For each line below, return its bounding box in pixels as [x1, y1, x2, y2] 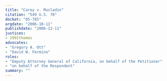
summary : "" [5, 68, 30, 73]
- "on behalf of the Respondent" [5, 63, 75, 68]
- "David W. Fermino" [5, 49, 51, 54]
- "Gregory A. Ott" [5, 45, 46, 50]
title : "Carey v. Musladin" [5, 7, 64, 13]
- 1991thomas [5, 36, 33, 41]
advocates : [5, 40, 28, 45]
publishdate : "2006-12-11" [5, 26, 62, 31]
